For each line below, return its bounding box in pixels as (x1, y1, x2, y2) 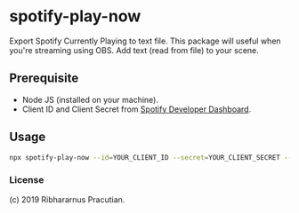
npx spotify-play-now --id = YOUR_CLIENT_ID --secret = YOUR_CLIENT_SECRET (9, 153, 280, 162)
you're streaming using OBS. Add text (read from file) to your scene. (9, 44, 260, 55)
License (9, 174, 44, 186)
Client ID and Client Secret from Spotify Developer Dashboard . (21, 104, 252, 114)
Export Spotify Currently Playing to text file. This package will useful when (9, 35, 282, 46)
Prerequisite (9, 71, 79, 86)
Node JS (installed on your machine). (21, 94, 158, 105)
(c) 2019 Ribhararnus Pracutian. (9, 193, 125, 205)
